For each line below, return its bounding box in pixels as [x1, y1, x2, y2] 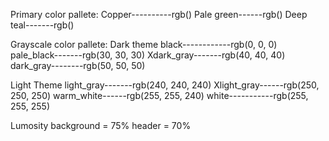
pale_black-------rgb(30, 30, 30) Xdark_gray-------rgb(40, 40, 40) [10, 49, 286, 61]
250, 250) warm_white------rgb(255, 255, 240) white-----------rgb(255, [10, 90, 309, 101]
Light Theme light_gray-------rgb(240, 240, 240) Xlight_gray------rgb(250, [10, 79, 320, 91]
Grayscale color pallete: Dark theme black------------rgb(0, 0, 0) [10, 39, 278, 50]
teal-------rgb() [10, 19, 75, 31]
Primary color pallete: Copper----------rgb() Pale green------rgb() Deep [10, 9, 308, 20]
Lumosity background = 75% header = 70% [10, 120, 192, 131]
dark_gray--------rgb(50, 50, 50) [10, 60, 146, 71]
